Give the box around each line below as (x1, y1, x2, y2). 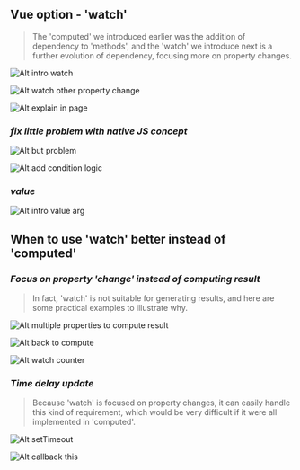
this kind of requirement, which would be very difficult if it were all (31, 407, 278, 418)
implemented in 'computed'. (31, 417, 136, 428)
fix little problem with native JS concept (10, 125, 188, 137)
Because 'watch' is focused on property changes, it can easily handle (31, 397, 291, 408)
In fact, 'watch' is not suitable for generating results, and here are (31, 293, 275, 304)
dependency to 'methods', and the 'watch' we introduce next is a (31, 40, 273, 51)
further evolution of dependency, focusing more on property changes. (31, 49, 293, 61)
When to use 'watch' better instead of (10, 231, 226, 246)
